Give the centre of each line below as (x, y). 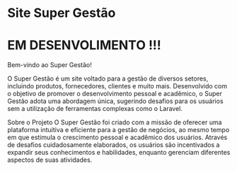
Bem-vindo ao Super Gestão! (50, 65)
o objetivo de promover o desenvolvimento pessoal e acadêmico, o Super (115, 94)
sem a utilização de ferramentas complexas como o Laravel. (95, 109)
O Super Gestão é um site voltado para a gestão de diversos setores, (108, 78)
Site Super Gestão (62, 13)
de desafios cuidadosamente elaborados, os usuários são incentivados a (114, 145)
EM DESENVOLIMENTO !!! (84, 46)
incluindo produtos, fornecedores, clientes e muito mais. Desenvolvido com (117, 86)
